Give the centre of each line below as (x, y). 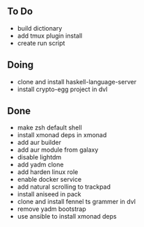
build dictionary (40, 28)
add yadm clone (40, 165)
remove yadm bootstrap (51, 209)
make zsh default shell (49, 127)
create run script (41, 43)
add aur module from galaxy (58, 150)
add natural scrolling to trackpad (64, 187)
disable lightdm (39, 157)
